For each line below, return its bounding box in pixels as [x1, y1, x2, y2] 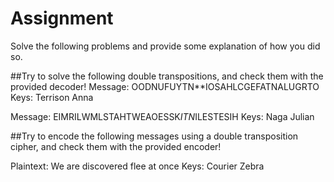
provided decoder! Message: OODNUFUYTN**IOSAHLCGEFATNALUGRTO [10, 80, 320, 92]
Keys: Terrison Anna [10, 91, 94, 103]
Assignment [10, 7, 114, 30]
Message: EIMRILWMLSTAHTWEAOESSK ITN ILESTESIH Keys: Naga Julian [10, 110, 315, 122]
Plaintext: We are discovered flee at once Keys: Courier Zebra [10, 160, 265, 172]
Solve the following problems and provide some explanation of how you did [10, 40, 321, 52]
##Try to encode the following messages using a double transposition [10, 130, 299, 142]
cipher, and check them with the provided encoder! [10, 140, 222, 152]
